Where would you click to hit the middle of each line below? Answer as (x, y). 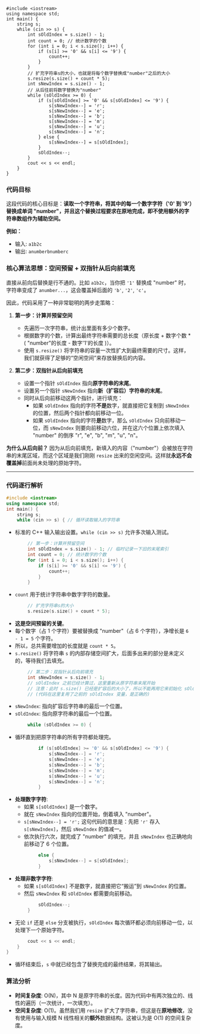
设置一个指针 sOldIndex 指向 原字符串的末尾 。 (79, 383)
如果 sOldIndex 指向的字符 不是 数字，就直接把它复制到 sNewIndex (111, 405)
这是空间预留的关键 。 (41, 623)
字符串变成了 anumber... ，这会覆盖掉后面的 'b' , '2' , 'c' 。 (78, 290)
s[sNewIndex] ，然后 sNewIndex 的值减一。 (74, 829)
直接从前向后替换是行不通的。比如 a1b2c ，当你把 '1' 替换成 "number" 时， (98, 282)
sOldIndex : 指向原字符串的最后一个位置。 (65, 714)
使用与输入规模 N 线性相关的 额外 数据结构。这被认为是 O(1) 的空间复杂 (106, 1018)
